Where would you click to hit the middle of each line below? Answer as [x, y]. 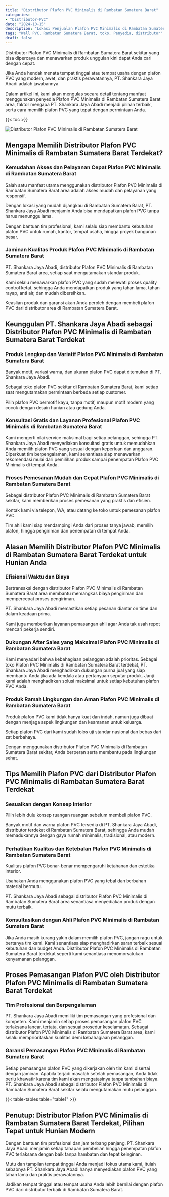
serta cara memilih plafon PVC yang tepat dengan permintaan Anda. [76, 110]
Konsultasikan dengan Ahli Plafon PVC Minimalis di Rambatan [82, 920]
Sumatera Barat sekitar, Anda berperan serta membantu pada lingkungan [81, 752]
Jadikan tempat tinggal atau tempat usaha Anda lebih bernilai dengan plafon [84, 1184]
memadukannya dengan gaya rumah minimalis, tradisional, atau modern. [80, 835]
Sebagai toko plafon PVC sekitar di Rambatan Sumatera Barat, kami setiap [82, 387]
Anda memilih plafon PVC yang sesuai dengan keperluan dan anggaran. [80, 449]
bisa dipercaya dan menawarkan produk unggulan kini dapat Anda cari [78, 58]
